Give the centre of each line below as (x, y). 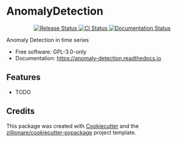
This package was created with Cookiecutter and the (73, 126)
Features (23, 77)
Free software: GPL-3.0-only (51, 51)
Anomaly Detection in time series (48, 40)
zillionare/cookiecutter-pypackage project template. (71, 132)
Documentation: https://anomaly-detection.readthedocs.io (88, 58)
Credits (21, 111)
